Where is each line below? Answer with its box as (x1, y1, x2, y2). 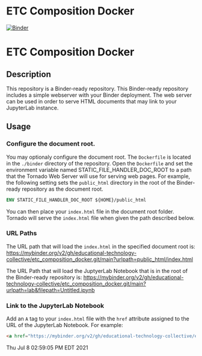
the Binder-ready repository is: (6, 274, 82, 281)
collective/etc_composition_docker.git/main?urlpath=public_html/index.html (6, 256, 194, 263)
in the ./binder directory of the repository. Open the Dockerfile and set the (6, 159, 193, 167)
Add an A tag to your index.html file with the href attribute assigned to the (6, 315, 189, 322)
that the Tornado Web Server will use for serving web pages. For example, (6, 173, 191, 180)
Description (6, 69, 51, 79)
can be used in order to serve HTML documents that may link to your (6, 97, 177, 105)
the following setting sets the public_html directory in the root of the (6, 179, 176, 186)
